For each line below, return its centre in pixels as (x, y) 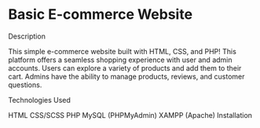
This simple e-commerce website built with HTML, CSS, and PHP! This (123, 51)
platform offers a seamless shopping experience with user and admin (120, 60)
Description (27, 36)
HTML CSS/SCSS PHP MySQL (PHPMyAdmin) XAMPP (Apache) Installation (130, 115)
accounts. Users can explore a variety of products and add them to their (125, 68)
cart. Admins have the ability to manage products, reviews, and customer (126, 76)
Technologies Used (39, 100)
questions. (25, 85)
